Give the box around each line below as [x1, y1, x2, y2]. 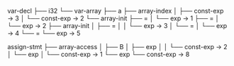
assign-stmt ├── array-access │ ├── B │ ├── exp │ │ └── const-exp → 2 [7, 43, 228, 51]
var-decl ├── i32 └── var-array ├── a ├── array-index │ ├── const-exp [7, 7, 224, 15]
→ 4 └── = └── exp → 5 [7, 29, 81, 37]
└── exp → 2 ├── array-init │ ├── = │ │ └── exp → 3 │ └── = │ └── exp [7, 22, 228, 29]
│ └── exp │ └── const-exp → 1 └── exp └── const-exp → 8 [7, 50, 190, 58]
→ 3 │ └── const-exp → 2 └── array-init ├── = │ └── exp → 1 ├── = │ [7, 14, 220, 22]
